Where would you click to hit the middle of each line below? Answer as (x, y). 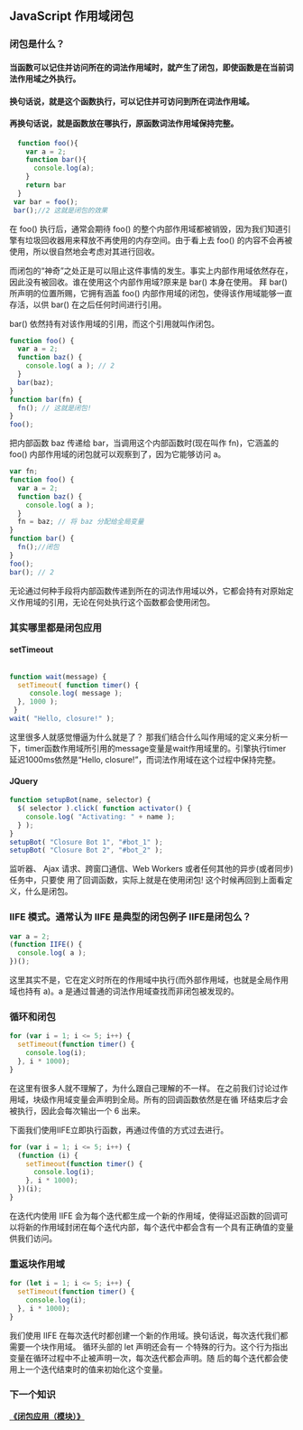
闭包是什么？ (37, 44)
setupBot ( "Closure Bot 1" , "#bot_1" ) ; (87, 842)
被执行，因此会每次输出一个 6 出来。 (78, 1110)
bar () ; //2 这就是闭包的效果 (60, 210)
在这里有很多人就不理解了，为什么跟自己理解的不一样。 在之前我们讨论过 (145, 1088)
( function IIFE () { (46, 945)
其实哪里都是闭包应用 (55, 628)
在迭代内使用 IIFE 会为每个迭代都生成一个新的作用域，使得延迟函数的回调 (145, 1215)
